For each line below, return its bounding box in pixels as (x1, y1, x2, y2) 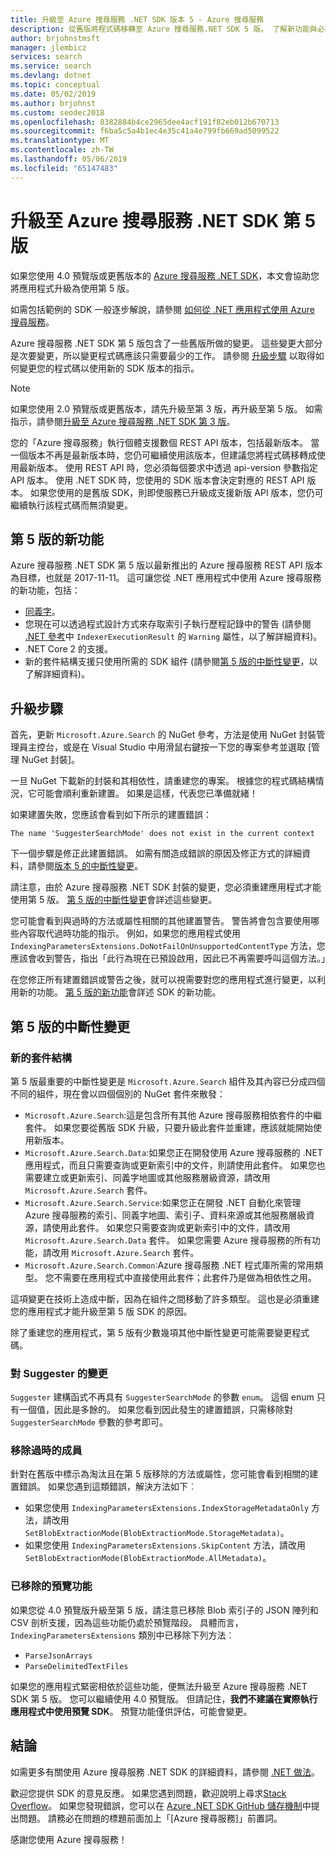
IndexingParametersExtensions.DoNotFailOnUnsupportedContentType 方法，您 (10, 940, 326, 952)
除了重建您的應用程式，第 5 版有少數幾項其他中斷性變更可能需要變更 (10, 1326, 293, 1338)
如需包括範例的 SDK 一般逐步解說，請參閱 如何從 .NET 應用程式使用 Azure (10, 303, 316, 315)
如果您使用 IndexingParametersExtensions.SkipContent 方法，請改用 (24, 1539, 307, 1551)
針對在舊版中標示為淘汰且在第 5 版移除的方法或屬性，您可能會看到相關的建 (10, 1468, 319, 1480)
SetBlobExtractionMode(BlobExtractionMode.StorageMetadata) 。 (24, 1527, 290, 1539)
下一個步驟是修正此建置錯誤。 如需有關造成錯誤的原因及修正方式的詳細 (10, 847, 302, 860)
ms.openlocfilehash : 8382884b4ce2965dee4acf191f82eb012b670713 (10, 117, 280, 127)
